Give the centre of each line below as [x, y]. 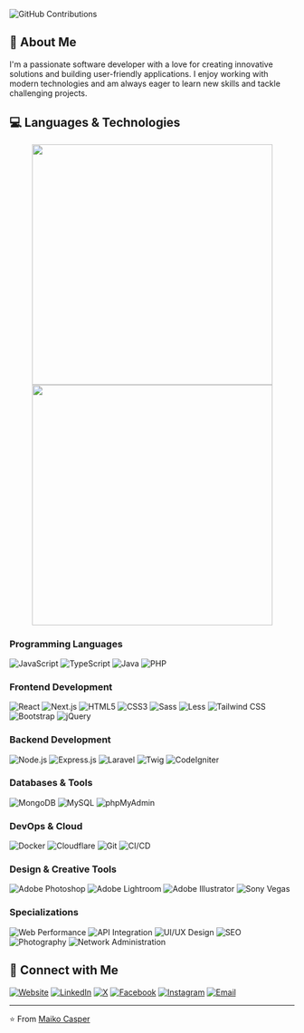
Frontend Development [61, 686]
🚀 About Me [43, 42]
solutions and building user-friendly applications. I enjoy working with [139, 73]
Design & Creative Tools [63, 869]
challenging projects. [48, 93]
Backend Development [60, 740]
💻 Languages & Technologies [95, 123]
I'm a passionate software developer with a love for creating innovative [141, 64]
